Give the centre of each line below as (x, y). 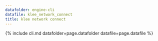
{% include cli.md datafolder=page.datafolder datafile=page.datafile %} (79, 33)
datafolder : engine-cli (30, 10)
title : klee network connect (35, 19)
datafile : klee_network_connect (39, 14)
